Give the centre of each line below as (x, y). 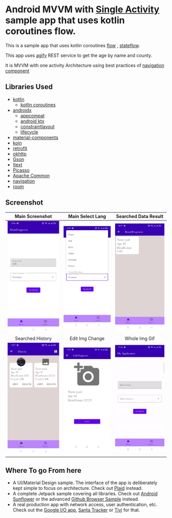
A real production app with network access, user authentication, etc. (85, 505)
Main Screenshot (33, 216)
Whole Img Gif (140, 338)
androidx (22, 110)
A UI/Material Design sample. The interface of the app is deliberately (85, 483)
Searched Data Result (140, 216)
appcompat (33, 115)
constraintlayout (37, 126)
